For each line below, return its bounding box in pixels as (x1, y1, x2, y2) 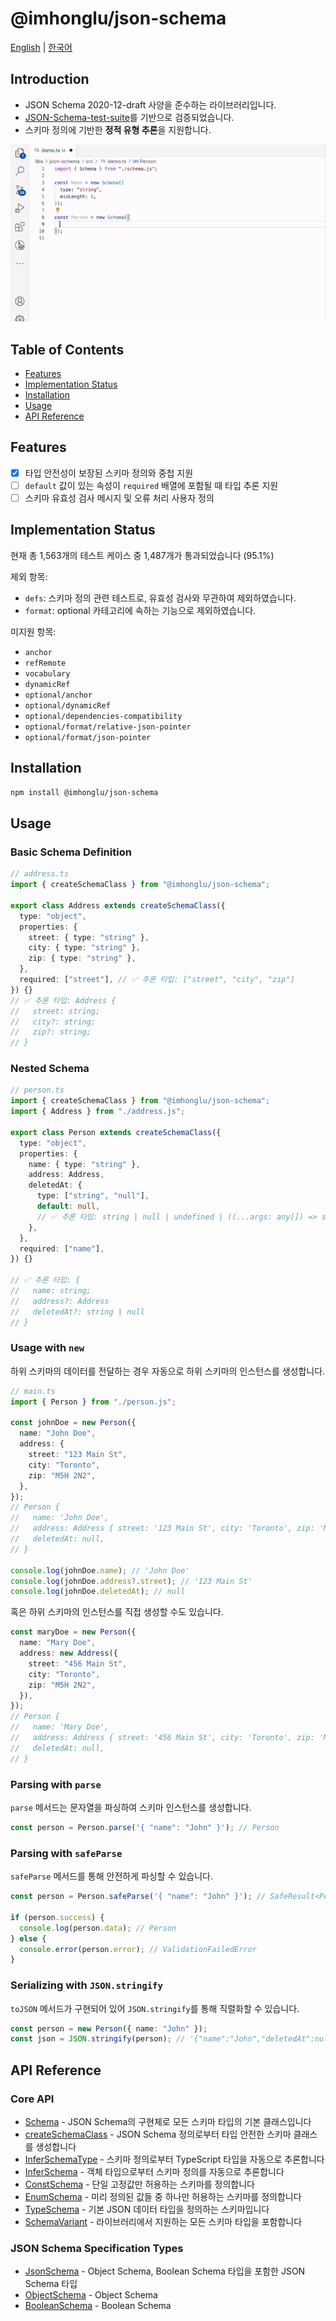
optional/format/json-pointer (24, 732, 152, 742)
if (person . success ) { (10, 1912, 105, 1922)
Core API (10, 2092, 55, 2106)
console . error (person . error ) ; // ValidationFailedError (19, 1944, 257, 1954)
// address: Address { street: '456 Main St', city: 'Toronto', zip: (10, 1733, 315, 1743)
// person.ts (10, 1085, 65, 1096)
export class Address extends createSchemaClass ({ (10, 900, 226, 911)
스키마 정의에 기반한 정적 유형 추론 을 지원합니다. (24, 123, 212, 136)
